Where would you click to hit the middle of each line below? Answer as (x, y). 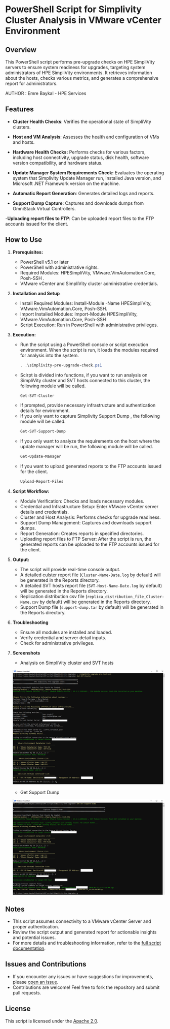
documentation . (29, 948)
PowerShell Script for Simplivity (74, 9)
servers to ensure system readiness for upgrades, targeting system (75, 67)
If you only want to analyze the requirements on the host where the (90, 441)
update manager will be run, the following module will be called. (87, 447)
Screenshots (26, 653)
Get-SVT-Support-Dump (43, 431)
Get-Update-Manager (41, 457)
